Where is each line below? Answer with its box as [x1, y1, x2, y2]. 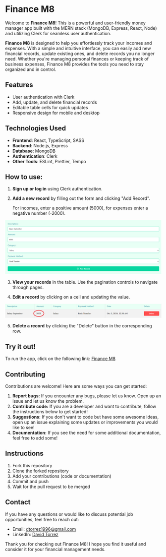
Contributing [5, 370, 46, 378]
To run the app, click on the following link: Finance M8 [5, 356, 115, 362]
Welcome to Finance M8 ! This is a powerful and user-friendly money [5, 20, 146, 26]
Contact [5, 498, 31, 506]
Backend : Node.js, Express [12, 142, 68, 148]
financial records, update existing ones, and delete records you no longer [5, 51, 155, 57]
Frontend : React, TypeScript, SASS [12, 137, 85, 143]
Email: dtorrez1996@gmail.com [12, 526, 76, 532]
